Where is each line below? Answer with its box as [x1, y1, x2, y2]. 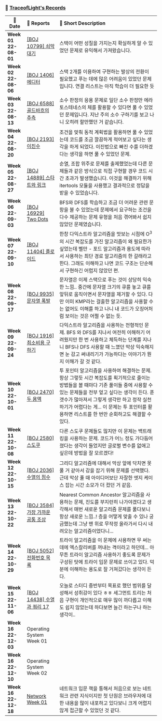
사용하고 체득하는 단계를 [90, 336, 142, 343]
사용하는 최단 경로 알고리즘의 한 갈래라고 [65, 252, 152, 259]
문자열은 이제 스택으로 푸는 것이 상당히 [59, 276, 142, 283]
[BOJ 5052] [27, 547, 54, 554]
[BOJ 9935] [27, 290, 54, 297]
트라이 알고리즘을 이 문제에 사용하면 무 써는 [59, 536, 152, 543]
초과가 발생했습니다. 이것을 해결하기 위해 [65, 175, 152, 182]
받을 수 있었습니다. [59, 189, 99, 196]
